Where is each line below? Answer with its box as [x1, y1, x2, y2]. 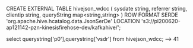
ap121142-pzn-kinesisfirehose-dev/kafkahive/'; [6, 24, 121, 31]
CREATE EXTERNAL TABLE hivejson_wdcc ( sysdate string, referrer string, [6, 5, 188, 12]
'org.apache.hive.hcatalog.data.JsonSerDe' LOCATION [6, 18, 141, 24]
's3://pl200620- [141, 18, 181, 24]
